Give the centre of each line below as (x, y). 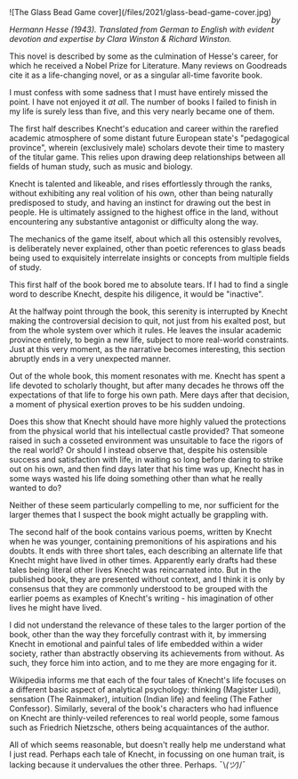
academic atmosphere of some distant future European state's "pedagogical (149, 138)
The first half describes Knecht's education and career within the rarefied (144, 128)
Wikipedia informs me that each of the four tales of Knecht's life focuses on (148, 680)
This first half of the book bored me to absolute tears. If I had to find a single (149, 284)
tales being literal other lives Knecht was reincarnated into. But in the (135, 570)
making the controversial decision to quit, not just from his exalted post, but (148, 321)
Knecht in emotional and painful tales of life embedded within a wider (137, 644)
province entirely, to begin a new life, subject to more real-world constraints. (149, 340)
